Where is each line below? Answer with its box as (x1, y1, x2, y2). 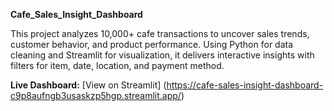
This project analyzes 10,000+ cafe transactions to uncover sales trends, (10, 28, 310, 39)
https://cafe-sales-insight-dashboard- (166, 79, 324, 91)
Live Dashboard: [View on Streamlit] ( (10, 79, 167, 91)
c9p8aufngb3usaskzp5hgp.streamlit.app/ (10, 90, 182, 101)
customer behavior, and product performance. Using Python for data (10, 39, 294, 50)
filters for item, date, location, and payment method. (10, 60, 225, 71)
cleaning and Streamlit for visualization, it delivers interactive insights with (10, 49, 315, 61)
